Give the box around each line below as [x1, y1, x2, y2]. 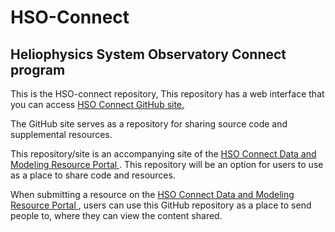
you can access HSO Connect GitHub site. [10, 99, 185, 110]
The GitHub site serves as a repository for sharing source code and [10, 118, 288, 130]
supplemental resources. [10, 129, 113, 140]
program [10, 61, 66, 78]
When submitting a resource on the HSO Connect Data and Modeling [10, 189, 295, 200]
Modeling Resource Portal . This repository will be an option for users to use [10, 159, 324, 170]
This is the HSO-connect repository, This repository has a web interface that [10, 88, 325, 100]
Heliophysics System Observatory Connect [10, 46, 287, 63]
